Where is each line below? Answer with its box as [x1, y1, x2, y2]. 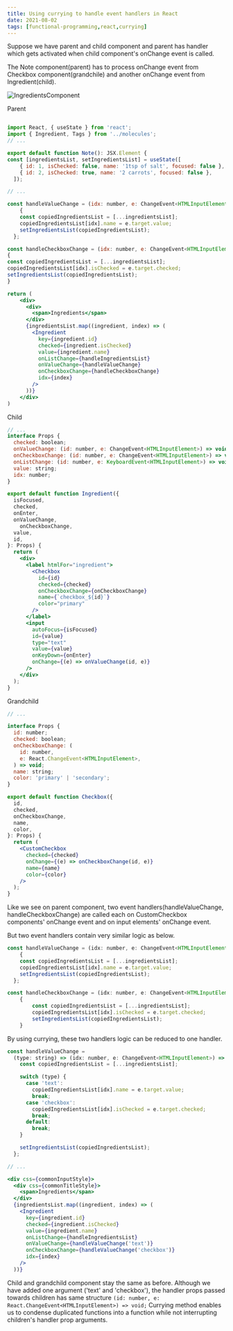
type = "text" [32, 639, 67, 646]
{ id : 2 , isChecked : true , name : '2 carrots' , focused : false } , [19, 169, 213, 176]
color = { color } [25, 871, 67, 878]
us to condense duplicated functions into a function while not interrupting [7, 1308, 217, 1316]
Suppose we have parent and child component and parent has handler [7, 42, 209, 51]
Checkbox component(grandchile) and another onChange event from [7, 70, 205, 79]
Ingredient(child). [7, 78, 57, 86]
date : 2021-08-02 [7, 17, 58, 24]
